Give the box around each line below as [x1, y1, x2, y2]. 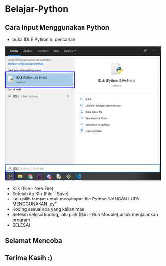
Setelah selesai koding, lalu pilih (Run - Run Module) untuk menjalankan [12, 211, 158, 217]
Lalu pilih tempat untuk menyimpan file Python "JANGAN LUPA [12, 196, 140, 201]
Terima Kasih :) [5, 253, 53, 262]
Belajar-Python [5, 3, 69, 15]
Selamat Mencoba [5, 237, 63, 245]
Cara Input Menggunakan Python [5, 23, 110, 32]
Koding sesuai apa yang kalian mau [12, 206, 84, 212]
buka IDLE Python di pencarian [12, 36, 76, 42]
